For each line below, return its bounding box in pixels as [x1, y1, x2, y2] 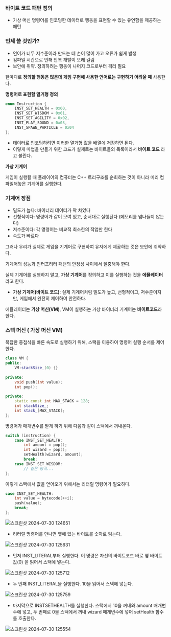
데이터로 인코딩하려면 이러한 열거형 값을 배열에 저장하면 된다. [12, 140, 134, 146]
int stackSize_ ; [14, 403, 50, 408]
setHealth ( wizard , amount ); [23, 452, 83, 457]
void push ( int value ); [14, 379, 63, 384]
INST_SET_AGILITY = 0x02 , [14, 116, 70, 121]
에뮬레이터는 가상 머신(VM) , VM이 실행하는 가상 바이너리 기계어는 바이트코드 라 [5, 306, 162, 312]
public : [5, 360, 22, 366]
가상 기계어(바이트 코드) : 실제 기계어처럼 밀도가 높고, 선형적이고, [12, 289, 140, 295]
